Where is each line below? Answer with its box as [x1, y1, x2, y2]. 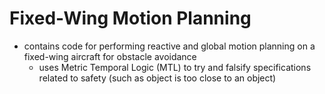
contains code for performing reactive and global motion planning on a [23, 40, 316, 52]
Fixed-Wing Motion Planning [9, 7, 252, 30]
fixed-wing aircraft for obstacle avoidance [23, 50, 197, 62]
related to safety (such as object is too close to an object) [38, 72, 277, 84]
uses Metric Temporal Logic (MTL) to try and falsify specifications [38, 61, 312, 73]
